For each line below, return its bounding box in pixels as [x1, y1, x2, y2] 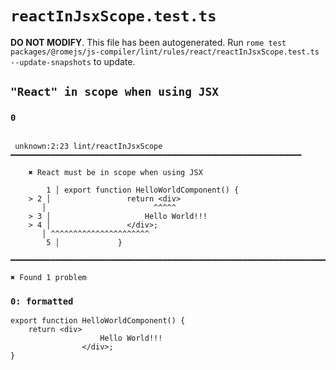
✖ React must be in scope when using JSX [28, 167, 203, 177]
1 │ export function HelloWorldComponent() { [46, 185, 240, 195]
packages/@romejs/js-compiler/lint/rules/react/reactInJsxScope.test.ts [10, 47, 320, 57]
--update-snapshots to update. [10, 55, 136, 67]
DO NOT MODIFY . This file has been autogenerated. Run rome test [10, 36, 287, 48]
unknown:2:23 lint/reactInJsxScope [14, 141, 163, 151]
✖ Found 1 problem [10, 272, 87, 282]
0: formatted [10, 295, 74, 307]
